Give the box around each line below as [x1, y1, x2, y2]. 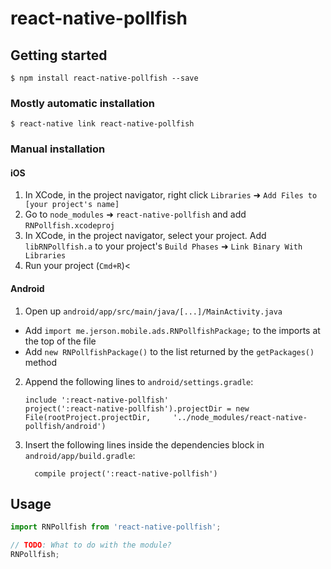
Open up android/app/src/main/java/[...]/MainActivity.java [24, 305, 283, 317]
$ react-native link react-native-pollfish [10, 119, 195, 129]
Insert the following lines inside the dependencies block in [24, 438, 265, 451]
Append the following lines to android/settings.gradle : [24, 375, 254, 387]
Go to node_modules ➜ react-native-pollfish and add [24, 208, 247, 221]
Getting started [10, 47, 108, 64]
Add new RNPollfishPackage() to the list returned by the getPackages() [24, 345, 315, 357]
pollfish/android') [24, 421, 107, 431]
